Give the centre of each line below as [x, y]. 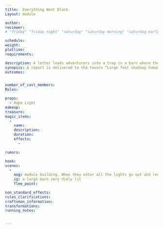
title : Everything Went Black [37, 9]
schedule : [15, 41]
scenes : [13, 166]
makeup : [13, 107]
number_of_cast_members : [30, 85]
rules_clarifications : [28, 197]
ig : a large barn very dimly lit [48, 179]
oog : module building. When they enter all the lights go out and [82, 175]
